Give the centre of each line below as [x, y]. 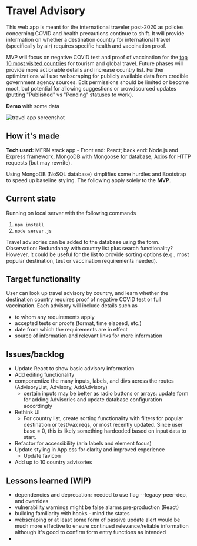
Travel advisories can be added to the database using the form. [83, 242]
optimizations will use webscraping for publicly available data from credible [97, 76]
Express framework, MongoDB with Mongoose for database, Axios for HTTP [98, 156]
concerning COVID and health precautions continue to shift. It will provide [95, 33]
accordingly [38, 406]
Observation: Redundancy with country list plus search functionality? [90, 248]
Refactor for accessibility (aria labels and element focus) [83, 443]
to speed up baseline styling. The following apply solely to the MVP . [89, 180]
